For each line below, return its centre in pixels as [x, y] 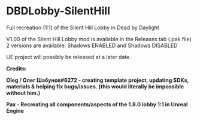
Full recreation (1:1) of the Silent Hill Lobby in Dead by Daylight [83, 27]
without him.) [23, 93]
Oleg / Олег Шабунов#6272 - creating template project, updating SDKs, [98, 80]
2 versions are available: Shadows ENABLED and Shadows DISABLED [92, 45]
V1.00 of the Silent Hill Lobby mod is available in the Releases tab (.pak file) [99, 39]
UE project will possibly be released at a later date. [69, 57]
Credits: [16, 68]
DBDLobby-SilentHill [58, 11]
